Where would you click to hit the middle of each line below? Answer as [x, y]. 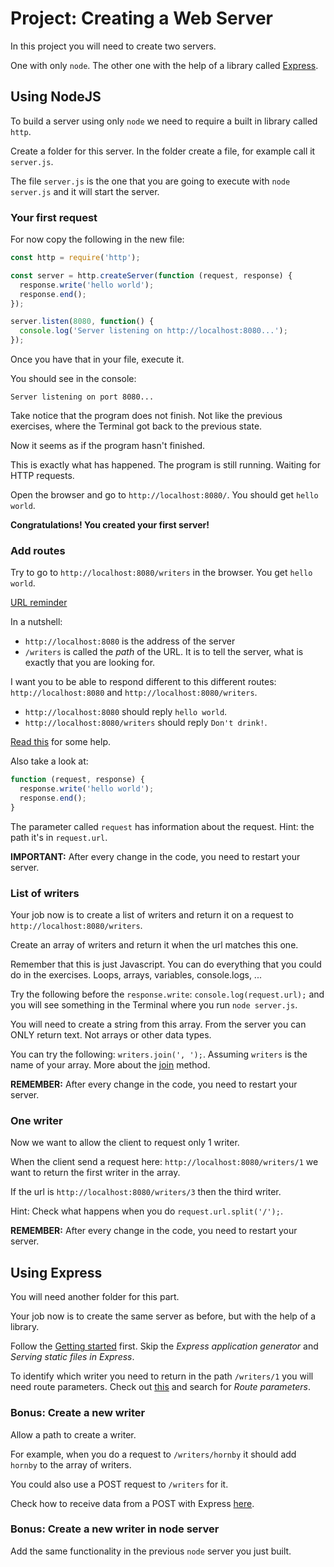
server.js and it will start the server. [85, 191]
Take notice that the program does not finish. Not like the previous [146, 416]
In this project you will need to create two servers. [113, 46]
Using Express [56, 1272]
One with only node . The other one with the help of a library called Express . [164, 65]
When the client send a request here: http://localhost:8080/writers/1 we [164, 1162]
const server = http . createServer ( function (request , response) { [151, 275]
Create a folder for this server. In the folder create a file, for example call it [163, 151]
